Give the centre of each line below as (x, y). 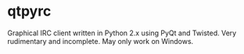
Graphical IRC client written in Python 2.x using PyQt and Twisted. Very (122, 33)
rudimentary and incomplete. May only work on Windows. (100, 41)
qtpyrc (29, 11)
